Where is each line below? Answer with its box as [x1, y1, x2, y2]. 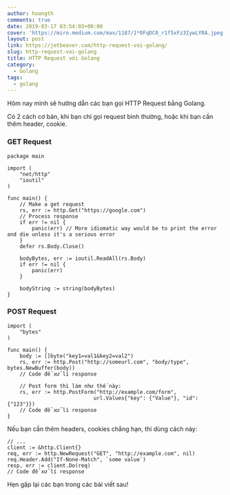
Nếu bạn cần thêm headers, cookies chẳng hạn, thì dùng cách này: [7, 424, 198, 433]
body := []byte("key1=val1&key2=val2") [19, 352, 134, 360]
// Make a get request [19, 201, 85, 208]
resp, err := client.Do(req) [7, 462, 91, 469]
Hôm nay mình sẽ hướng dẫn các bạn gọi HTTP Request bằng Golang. [7, 99, 207, 107]
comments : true [7, 16, 51, 23]
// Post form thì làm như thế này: [19, 382, 122, 389]
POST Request [7, 307, 57, 316]
